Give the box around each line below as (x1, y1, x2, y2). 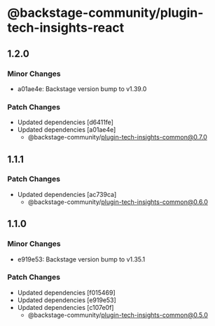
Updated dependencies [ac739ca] (17, 190, 117, 198)
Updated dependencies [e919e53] (17, 296, 117, 304)
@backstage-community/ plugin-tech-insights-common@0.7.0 (27, 133, 208, 142)
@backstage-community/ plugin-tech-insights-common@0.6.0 (27, 198, 209, 206)
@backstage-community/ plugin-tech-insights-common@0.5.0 (27, 311, 208, 319)
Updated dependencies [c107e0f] (17, 303, 114, 311)
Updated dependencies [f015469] (17, 288, 116, 297)
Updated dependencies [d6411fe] (17, 118, 114, 127)
